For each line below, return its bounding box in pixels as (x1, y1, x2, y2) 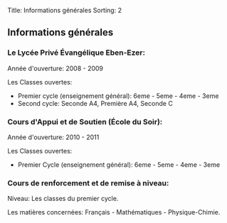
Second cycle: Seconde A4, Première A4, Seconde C (17, 99, 173, 107)
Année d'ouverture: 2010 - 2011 (7, 133, 100, 141)
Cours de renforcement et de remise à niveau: (7, 178, 169, 187)
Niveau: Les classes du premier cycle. (7, 195, 119, 203)
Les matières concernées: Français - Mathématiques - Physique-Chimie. (7, 208, 221, 217)
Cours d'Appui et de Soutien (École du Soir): (7, 116, 163, 126)
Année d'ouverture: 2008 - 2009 (7, 64, 104, 72)
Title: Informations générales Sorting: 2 (7, 6, 122, 14)
